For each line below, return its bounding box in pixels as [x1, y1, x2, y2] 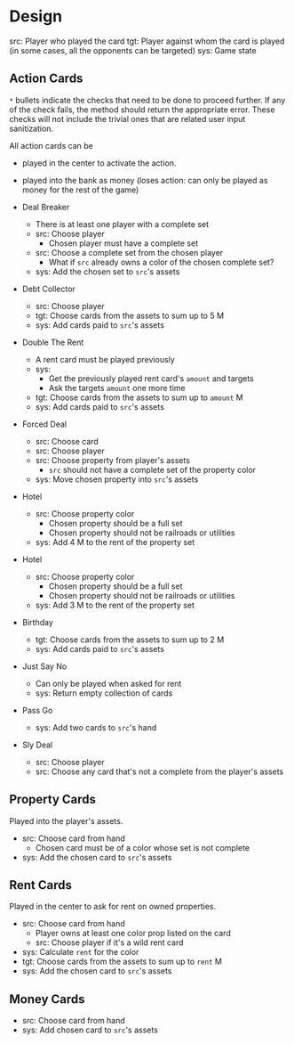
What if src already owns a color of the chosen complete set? [48, 257, 274, 267]
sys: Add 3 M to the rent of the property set [35, 599, 195, 610]
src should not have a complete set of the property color [48, 464, 256, 475]
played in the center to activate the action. [21, 158, 177, 168]
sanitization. [9, 123, 54, 134]
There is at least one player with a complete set [35, 218, 210, 229]
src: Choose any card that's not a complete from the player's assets [35, 766, 284, 777]
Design [9, 6, 63, 27]
